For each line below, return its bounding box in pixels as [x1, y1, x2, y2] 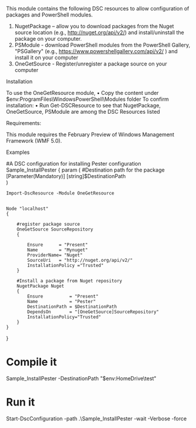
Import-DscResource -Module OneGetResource [6, 190, 115, 196]
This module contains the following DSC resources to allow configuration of [6, 5, 190, 12]
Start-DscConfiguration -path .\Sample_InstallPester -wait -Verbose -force [6, 415, 187, 422]
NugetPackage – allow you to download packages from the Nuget [14, 23, 174, 29]
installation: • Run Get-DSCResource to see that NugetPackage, [6, 102, 161, 108]
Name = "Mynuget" [27, 247, 88, 253]
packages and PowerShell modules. [6, 11, 93, 18]
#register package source [16, 221, 81, 227]
